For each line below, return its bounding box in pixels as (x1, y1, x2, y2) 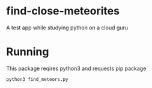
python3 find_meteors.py (6, 76, 68, 82)
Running (6, 45, 49, 59)
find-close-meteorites (6, 4, 120, 18)
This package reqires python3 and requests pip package (6, 65, 147, 72)
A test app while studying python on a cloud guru (6, 24, 128, 31)
